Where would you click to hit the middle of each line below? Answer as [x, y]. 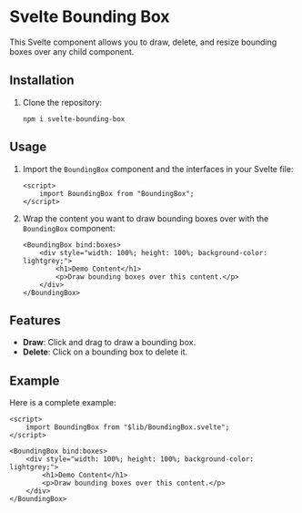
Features [35, 320]
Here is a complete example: [63, 403]
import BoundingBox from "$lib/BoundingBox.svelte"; [128, 427]
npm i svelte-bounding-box [74, 119]
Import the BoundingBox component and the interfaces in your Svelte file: [158, 169]
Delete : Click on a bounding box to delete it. [105, 352]
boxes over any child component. [72, 51]
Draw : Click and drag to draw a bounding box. [109, 343]
